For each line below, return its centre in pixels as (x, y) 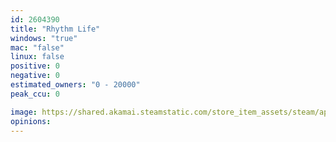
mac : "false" (37, 47)
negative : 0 (35, 76)
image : (24, 112)
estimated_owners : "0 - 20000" (75, 85)
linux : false (37, 57)
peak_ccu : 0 (35, 94)
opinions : (31, 121)
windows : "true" (44, 38)
